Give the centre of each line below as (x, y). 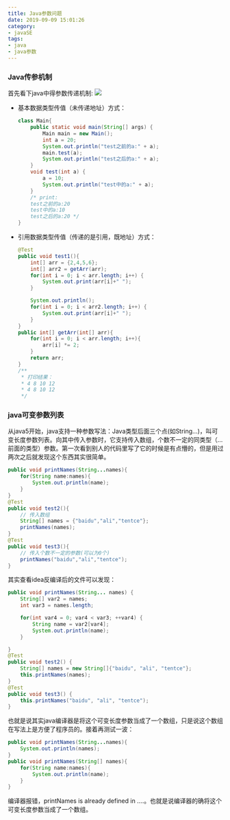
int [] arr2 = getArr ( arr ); (69, 269)
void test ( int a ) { (58, 172)
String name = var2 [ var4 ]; (71, 624)
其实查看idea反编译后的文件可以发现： (62, 580)
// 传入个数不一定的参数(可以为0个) (65, 553)
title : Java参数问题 (35, 13)
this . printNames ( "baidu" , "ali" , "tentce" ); (85, 701)
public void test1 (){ (49, 256)
